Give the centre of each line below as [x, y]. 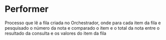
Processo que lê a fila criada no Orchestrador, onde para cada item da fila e [83, 23]
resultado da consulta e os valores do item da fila [55, 33]
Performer [27, 9]
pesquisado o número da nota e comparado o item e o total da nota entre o [82, 28]
